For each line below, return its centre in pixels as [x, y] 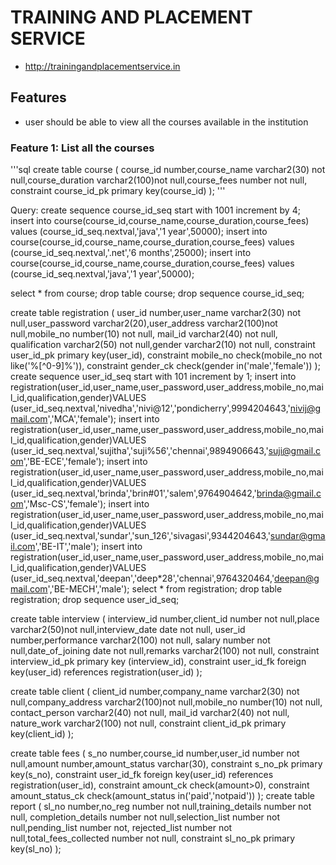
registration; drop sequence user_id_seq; [95, 600]
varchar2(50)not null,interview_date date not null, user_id [128, 630]
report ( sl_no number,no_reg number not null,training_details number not [161, 807]
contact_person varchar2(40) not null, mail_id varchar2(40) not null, [150, 713]
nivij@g [305, 408]
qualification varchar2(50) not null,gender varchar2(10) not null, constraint [163, 345]
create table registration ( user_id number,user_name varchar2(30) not [156, 313]
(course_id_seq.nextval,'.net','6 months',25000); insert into [131, 253]
